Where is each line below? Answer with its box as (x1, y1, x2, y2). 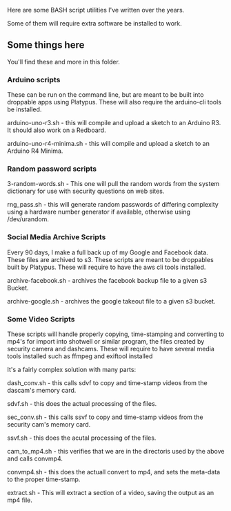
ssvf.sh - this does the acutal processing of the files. (7, 434, 157, 442)
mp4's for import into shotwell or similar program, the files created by (7, 337, 205, 345)
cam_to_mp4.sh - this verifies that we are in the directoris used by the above (7, 447, 225, 455)
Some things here (7, 39, 85, 51)
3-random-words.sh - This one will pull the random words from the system (7, 180, 220, 188)
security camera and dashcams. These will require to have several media (7, 345, 215, 353)
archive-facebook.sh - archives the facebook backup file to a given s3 (7, 276, 208, 284)
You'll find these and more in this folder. (7, 57, 121, 66)
